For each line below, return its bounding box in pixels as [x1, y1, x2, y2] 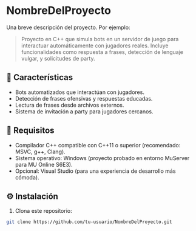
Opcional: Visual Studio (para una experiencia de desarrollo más [15, 167, 176, 175]
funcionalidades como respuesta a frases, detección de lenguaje [21, 48, 184, 55]
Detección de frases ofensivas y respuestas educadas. [15, 95, 153, 102]
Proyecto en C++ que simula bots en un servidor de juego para [21, 35, 179, 42]
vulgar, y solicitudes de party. [21, 55, 95, 62]
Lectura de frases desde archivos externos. [15, 101, 124, 109]
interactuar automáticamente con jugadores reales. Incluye [21, 42, 169, 49]
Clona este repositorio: [15, 207, 72, 215]
